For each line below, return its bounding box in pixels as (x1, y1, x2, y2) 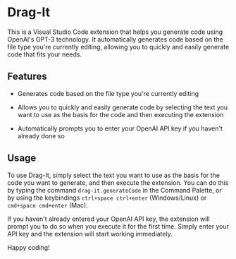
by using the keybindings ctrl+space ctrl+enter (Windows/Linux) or (7, 193, 207, 202)
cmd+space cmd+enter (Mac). (7, 200, 88, 209)
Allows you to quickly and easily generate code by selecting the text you (17, 103, 228, 112)
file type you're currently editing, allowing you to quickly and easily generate (7, 42, 230, 51)
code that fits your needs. (7, 50, 82, 59)
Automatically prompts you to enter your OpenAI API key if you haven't (17, 124, 223, 133)
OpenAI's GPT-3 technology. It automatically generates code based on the (7, 35, 223, 43)
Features (7, 71, 47, 83)
